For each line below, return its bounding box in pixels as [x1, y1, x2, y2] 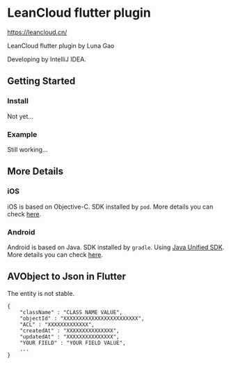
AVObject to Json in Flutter [7, 271, 127, 283]
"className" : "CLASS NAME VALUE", [19, 308, 123, 315]
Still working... [7, 145, 48, 154]
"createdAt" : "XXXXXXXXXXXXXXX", [19, 327, 120, 334]
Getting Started [7, 75, 76, 87]
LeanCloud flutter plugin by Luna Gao [7, 41, 115, 50]
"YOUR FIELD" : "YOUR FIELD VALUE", [19, 339, 127, 346]
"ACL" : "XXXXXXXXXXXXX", [19, 321, 95, 328]
